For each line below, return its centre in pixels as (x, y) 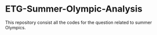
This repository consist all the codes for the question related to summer (78, 22)
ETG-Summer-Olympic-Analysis (74, 9)
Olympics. (15, 27)
